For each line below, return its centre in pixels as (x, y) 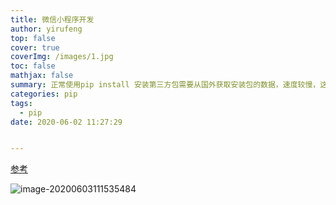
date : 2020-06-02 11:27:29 (66, 122)
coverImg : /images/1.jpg (62, 57)
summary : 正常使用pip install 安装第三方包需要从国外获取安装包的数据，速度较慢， (165, 85)
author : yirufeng (46, 29)
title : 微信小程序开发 (52, 19)
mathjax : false (42, 76)
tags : (21, 103)
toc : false (33, 66)
